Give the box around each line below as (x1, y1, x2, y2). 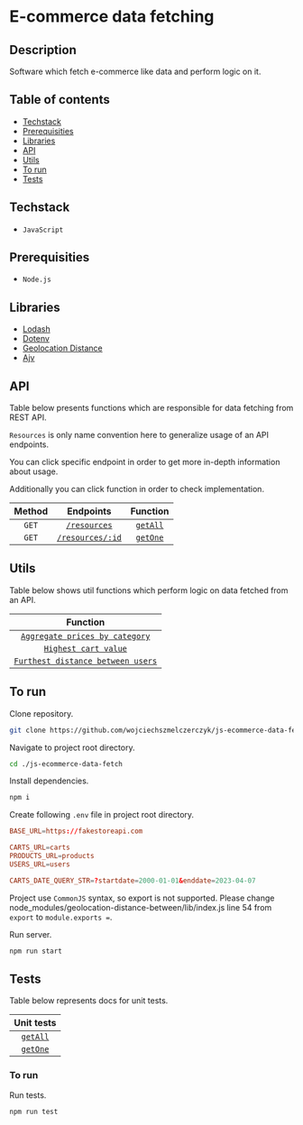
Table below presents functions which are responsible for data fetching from (9, 403, 294, 414)
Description (9, 42, 77, 58)
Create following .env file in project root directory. (9, 809, 195, 820)
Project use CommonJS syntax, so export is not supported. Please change (9, 892, 275, 903)
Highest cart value (43, 643, 128, 654)
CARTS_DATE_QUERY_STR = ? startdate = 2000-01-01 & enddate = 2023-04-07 (9, 876, 256, 885)
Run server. (9, 928, 52, 939)
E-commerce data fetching (9, 6, 215, 27)
